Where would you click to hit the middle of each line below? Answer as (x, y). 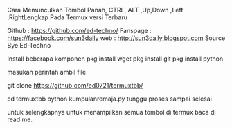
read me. (20, 119)
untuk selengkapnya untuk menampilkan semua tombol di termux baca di (111, 112)
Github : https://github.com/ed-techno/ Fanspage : (79, 31)
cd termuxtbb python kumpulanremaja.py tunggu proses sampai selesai (110, 99)
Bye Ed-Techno (29, 45)
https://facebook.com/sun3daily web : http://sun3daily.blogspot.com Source (116, 38)
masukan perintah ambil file (47, 72)
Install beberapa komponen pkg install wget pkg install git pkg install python (115, 59)
